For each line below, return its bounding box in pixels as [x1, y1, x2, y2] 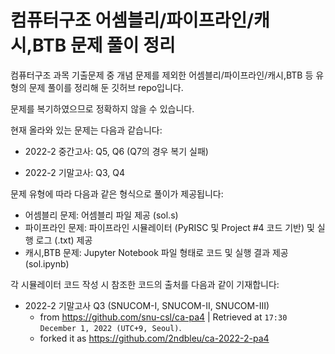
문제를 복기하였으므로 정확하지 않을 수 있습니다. [10, 102, 195, 115]
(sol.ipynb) [24, 257, 70, 270]
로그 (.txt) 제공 [35, 234, 93, 246]
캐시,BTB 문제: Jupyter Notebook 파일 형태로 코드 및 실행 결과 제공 [24, 246, 289, 258]
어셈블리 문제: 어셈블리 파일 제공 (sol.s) [24, 209, 179, 221]
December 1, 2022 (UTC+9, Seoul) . [39, 321, 182, 333]
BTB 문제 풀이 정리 [32, 34, 176, 57]
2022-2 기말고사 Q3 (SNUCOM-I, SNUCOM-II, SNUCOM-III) [24, 299, 270, 311]
